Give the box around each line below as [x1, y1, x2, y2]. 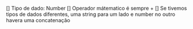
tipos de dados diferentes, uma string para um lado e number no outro [6, 11, 175, 18]
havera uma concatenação [6, 17, 70, 23]
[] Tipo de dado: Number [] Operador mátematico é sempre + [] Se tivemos [6, 5, 187, 11]
